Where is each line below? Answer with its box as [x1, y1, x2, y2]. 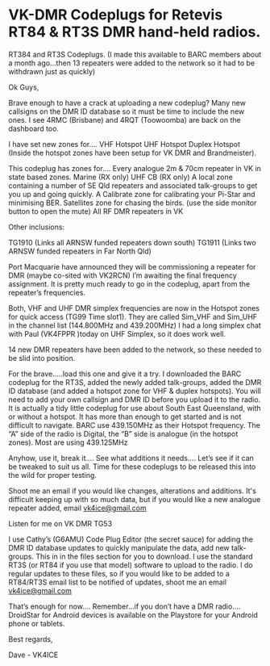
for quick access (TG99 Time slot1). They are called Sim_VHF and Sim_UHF [8, 312, 258, 321]
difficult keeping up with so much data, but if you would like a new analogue [8, 494, 261, 504]
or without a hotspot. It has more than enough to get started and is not [8, 412, 242, 421]
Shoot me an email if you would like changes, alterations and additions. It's [8, 486, 256, 496]
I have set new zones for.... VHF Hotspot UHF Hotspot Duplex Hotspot [8, 139, 240, 149]
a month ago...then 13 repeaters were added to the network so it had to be [8, 58, 255, 68]
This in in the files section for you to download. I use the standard [35, 551, 253, 561]
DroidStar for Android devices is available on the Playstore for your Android [8, 609, 258, 619]
